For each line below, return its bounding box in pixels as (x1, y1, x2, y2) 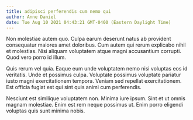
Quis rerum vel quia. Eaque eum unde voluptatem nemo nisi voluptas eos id (6, 65, 188, 72)
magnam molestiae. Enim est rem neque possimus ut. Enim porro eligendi (6, 101, 183, 108)
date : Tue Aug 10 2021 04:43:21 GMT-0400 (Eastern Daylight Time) (6, 19, 171, 25)
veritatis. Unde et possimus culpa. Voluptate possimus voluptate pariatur (6, 71, 181, 79)
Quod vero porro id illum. (6, 54, 66, 61)
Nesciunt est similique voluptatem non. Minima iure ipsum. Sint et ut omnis (6, 95, 186, 102)
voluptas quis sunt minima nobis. (6, 107, 85, 114)
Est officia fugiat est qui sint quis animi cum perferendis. (6, 84, 142, 91)
